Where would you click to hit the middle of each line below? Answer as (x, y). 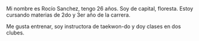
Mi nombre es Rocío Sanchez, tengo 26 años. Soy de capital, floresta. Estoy (100, 9)
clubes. (15, 33)
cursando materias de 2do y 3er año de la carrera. (68, 15)
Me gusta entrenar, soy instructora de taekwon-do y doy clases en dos (94, 26)
